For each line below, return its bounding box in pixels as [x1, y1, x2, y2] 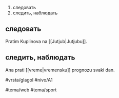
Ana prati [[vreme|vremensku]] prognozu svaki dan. [5, 67, 115, 73]
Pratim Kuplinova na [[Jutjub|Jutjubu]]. [5, 38, 87, 44]
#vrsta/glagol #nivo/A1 [5, 76, 53, 83]
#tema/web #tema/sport [5, 87, 57, 93]
